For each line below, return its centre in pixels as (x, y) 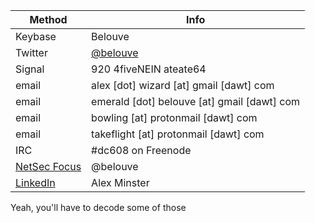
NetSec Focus (48, 166)
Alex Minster (120, 182)
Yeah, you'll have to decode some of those (98, 207)
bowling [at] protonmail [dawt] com (174, 117)
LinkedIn (35, 182)
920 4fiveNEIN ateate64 (149, 69)
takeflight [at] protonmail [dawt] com (178, 134)
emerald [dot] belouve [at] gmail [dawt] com (196, 101)
